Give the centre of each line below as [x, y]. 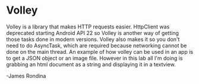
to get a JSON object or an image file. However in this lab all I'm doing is [94, 58]
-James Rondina [26, 76]
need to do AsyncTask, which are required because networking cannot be [97, 46]
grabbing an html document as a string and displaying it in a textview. [91, 64]
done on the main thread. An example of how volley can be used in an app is [100, 51]
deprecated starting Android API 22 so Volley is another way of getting [93, 33]
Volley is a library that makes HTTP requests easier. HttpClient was [88, 27]
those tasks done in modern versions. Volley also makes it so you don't [93, 39]
